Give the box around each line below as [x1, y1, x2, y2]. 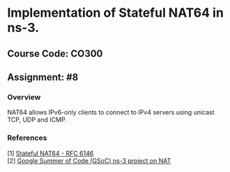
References [7, 133, 47, 143]
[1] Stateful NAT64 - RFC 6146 [7, 149, 94, 157]
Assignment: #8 [7, 71, 79, 83]
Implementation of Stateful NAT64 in [7, 5, 224, 21]
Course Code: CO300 [7, 48, 103, 59]
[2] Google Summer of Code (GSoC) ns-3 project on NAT [7, 156, 171, 165]
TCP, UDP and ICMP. [7, 115, 68, 124]
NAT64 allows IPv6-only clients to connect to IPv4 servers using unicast [7, 108, 215, 117]
